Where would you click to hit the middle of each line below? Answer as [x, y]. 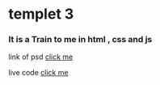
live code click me [38, 73]
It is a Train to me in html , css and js [80, 40]
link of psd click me [41, 57]
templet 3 [41, 14]
